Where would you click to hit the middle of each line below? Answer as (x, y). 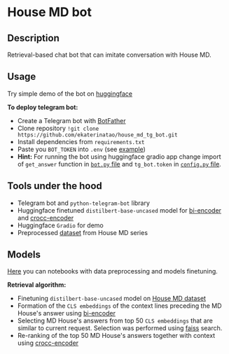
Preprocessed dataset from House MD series (83, 232)
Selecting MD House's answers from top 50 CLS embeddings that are (115, 321)
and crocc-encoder (46, 218)
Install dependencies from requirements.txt (81, 141)
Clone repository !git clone (58, 128)
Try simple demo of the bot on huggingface (70, 93)
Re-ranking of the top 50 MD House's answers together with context (116, 336)
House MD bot (50, 12)
